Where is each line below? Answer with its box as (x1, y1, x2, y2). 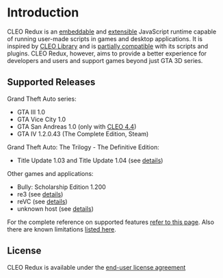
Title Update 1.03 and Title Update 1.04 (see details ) (16, 156, 163, 164)
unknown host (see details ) (16, 204, 94, 213)
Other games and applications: (7, 169, 94, 177)
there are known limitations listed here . (7, 225, 116, 233)
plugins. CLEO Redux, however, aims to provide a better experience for (7, 49, 207, 58)
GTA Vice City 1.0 (16, 115, 66, 123)
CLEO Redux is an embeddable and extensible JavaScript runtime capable (7, 27, 217, 36)
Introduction (7, 5, 79, 21)
